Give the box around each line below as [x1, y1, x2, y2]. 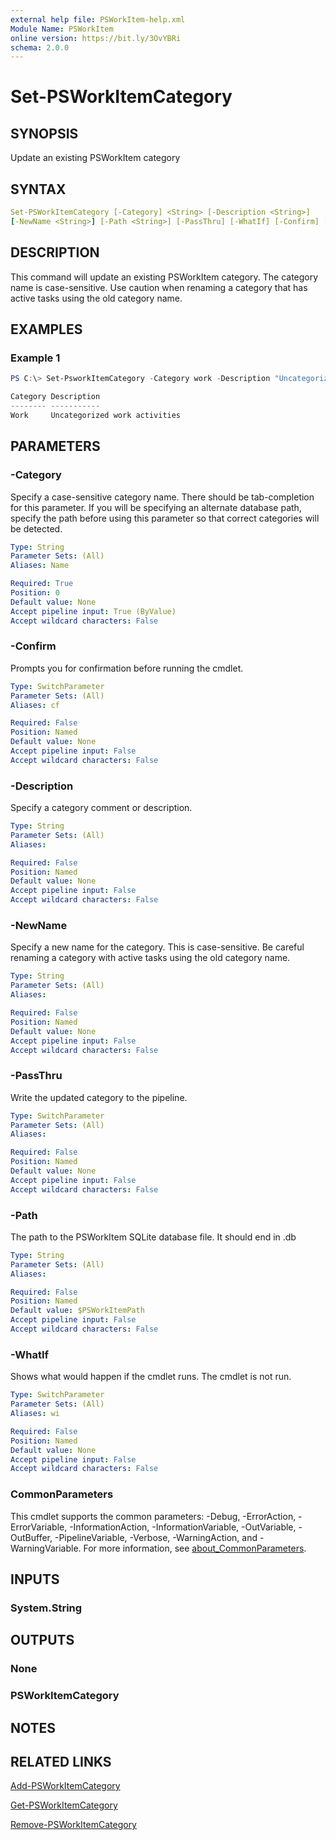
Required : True [10, 579, 74, 589]
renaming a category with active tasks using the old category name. [10, 952, 291, 964]
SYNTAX [10, 181, 67, 198]
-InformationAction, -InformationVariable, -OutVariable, [69, 1521, 297, 1533]
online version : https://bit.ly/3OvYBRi [10, 33, 182, 43]
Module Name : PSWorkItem [10, 24, 114, 34]
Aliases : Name [10, 561, 70, 571]
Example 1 [10, 351, 61, 365]
